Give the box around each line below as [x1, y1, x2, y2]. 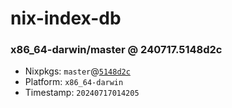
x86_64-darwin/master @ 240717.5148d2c [10, 43, 223, 57]
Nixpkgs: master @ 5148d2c [24, 65, 131, 77]
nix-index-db [10, 7, 122, 30]
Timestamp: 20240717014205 [24, 87, 140, 99]
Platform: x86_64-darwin [24, 76, 124, 88]
